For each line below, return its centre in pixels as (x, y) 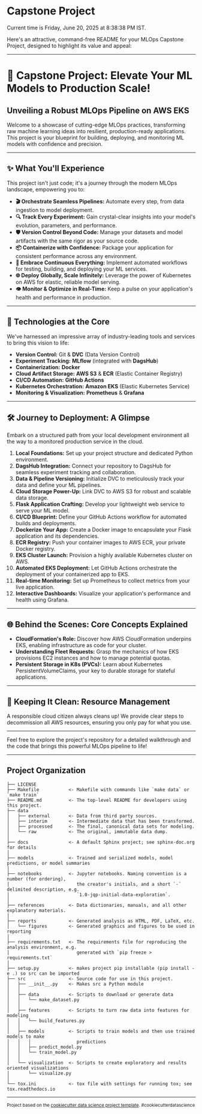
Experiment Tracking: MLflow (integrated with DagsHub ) (87, 361)
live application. (35, 587)
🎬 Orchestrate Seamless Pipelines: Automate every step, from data (100, 201)
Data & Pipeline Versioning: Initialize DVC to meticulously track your (100, 479)
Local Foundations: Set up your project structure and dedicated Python (104, 453)
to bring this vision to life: (38, 343)
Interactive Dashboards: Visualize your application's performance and (103, 594)
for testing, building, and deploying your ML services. (81, 269)
